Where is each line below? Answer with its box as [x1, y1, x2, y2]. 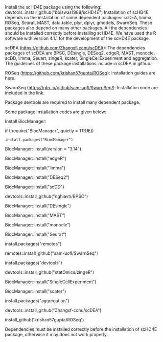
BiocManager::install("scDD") [5, 184, 65, 190]
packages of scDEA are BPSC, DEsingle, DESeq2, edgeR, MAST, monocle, [5, 50, 155, 56]
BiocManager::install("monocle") [5, 222, 71, 227]
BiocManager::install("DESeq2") [5, 174, 70, 180]
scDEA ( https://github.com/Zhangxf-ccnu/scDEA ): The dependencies [5, 45, 145, 50]
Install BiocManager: [5, 119, 47, 124]
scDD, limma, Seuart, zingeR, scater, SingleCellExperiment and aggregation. [5, 55, 158, 61]
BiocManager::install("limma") [5, 165, 66, 171]
